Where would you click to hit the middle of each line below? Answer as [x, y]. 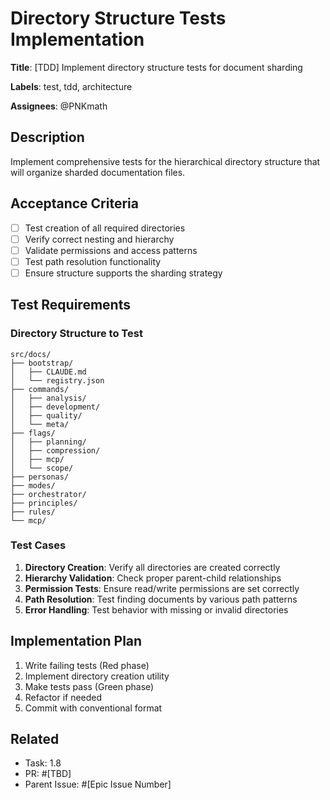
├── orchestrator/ [48, 494]
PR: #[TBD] [48, 774]
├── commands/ [40, 389]
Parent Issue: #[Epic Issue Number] [98, 784]
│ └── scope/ [42, 468]
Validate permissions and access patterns [111, 250]
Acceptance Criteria [74, 203]
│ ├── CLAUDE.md [48, 372]
